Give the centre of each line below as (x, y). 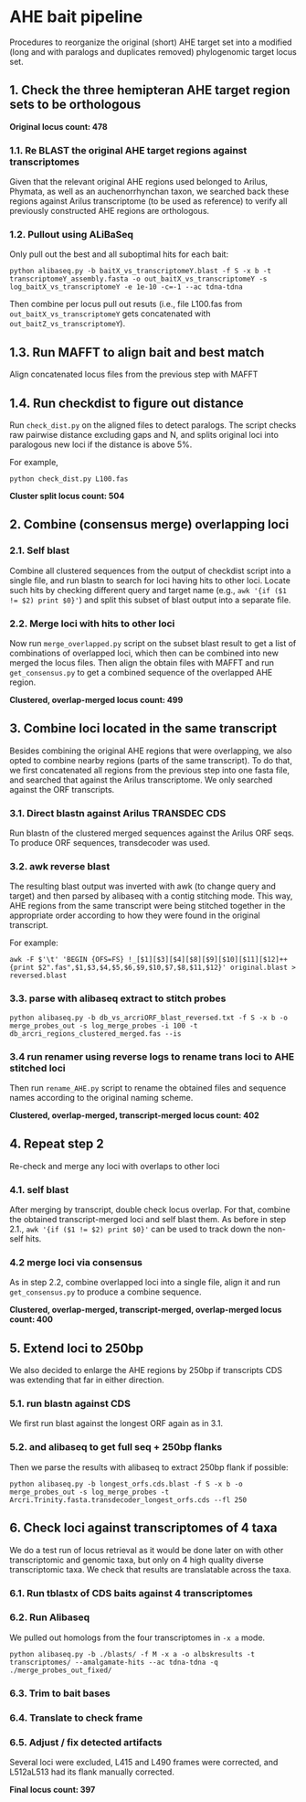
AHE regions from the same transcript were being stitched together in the (148, 906)
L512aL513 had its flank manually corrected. (92, 1772)
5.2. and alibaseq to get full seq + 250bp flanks (116, 1447)
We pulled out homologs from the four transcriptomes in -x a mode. (137, 1637)
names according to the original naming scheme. (101, 1097)
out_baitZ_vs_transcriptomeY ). (68, 324)
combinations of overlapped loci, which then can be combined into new (144, 653)
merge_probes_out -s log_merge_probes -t (90, 1492)
